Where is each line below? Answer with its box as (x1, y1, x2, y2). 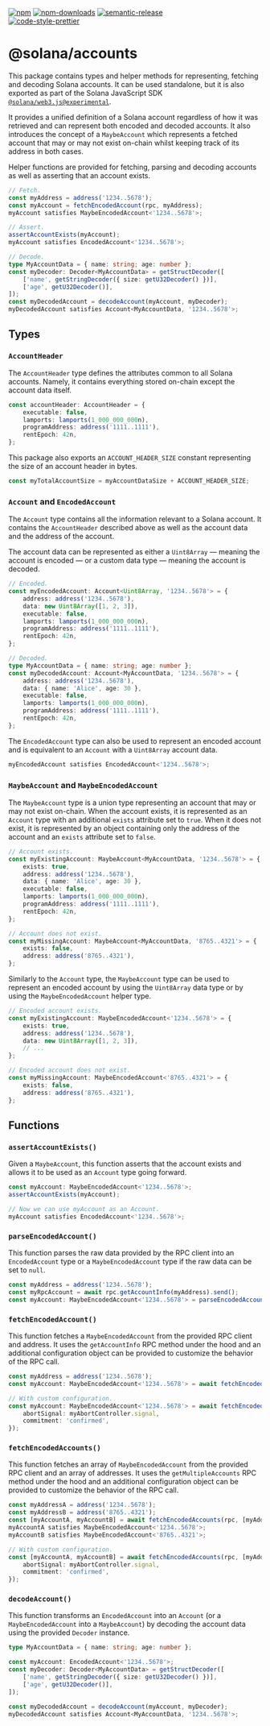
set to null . (8, 1265, 46, 1275)
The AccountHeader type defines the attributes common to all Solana (8, 367, 233, 378)
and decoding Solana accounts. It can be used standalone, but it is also (8, 79, 245, 89)
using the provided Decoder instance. (8, 1628, 130, 1637)
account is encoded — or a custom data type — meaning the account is (8, 556, 247, 566)
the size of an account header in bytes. (8, 462, 138, 471)
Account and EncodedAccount (8, 496, 117, 507)
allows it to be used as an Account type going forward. (8, 1168, 187, 1177)
